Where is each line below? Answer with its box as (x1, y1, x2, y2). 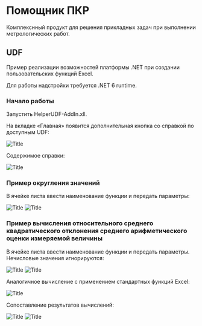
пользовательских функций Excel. (6, 70, 93, 77)
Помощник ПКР (6, 4, 89, 18)
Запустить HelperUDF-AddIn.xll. (6, 110, 87, 118)
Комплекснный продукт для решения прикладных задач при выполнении (6, 24, 196, 31)
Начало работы (6, 97, 54, 105)
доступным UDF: (6, 129, 49, 136)
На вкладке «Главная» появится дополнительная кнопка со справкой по (6, 122, 194, 130)
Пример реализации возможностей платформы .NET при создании (6, 63, 180, 71)
